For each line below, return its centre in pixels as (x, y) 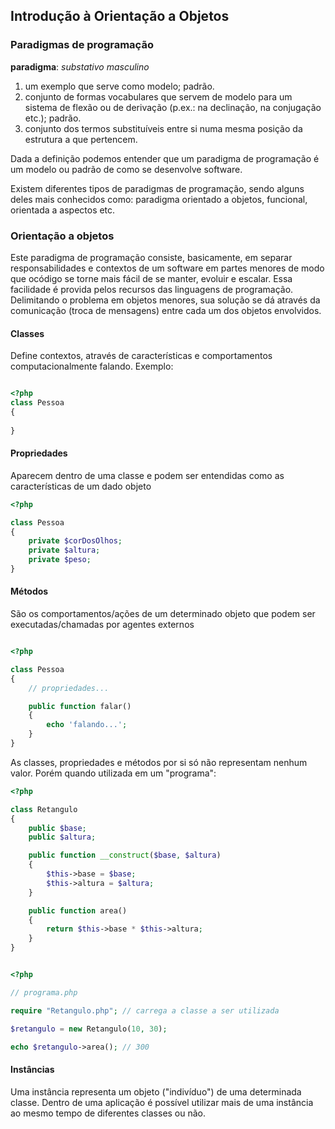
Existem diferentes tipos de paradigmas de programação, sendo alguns (157, 188)
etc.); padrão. (53, 118)
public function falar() (80, 706)
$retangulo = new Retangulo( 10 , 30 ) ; (89, 1029)
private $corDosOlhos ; (75, 541)
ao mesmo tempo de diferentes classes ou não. (108, 1113)
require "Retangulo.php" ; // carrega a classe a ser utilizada (145, 1010)
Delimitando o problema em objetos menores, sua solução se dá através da (165, 300)
